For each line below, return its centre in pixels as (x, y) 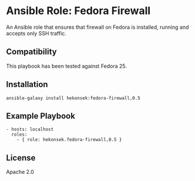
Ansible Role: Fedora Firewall (78, 11)
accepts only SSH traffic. (36, 33)
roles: (19, 135)
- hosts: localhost (30, 130)
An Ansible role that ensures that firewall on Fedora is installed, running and (97, 27)
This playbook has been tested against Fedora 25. (67, 66)
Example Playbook (41, 116)
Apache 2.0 (20, 172)
